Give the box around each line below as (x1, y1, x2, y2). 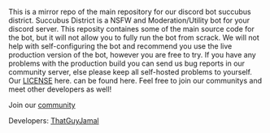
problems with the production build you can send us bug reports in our (8, 58, 246, 68)
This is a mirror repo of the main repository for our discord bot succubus (8, 7, 251, 16)
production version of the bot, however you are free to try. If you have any (8, 50, 256, 59)
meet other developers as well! (8, 84, 112, 94)
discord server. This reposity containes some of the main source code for (8, 24, 255, 33)
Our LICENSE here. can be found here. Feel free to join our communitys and (8, 76, 263, 85)
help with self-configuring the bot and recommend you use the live (8, 41, 233, 51)
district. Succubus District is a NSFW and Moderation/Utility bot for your (8, 15, 250, 25)
